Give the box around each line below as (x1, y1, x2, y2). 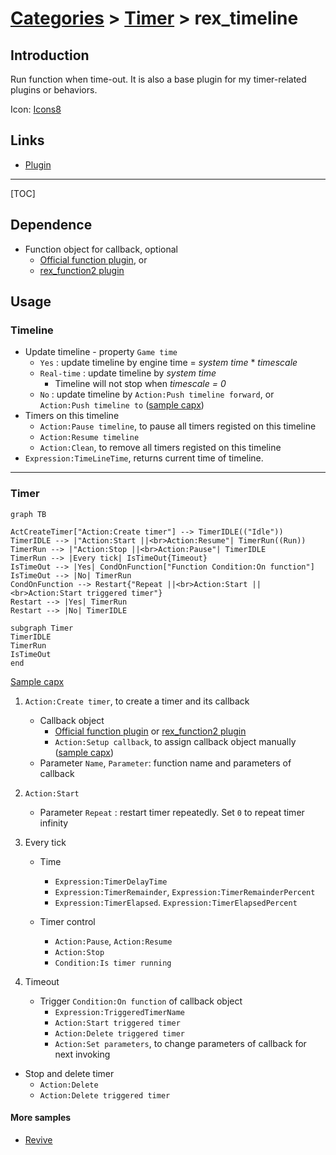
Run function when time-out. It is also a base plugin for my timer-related (10, 73, 307, 85)
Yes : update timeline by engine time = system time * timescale (39, 357, 298, 369)
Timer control (39, 915, 96, 927)
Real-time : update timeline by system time (39, 367, 217, 379)
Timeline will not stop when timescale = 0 (54, 378, 227, 390)
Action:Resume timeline (39, 433, 140, 443)
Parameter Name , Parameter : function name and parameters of (39, 757, 292, 769)
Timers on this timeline (24, 410, 120, 422)
